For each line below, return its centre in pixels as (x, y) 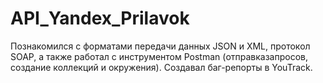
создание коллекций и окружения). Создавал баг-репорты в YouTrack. (161, 67)
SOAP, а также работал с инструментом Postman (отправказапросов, (159, 56)
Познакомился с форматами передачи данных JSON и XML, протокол (160, 46)
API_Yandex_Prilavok (100, 18)
